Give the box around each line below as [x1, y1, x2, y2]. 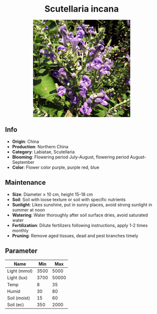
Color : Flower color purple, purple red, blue [12, 164, 100, 170]
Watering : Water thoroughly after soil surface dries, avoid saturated [12, 212, 148, 218]
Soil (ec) [7, 302, 24, 308]
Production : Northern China [12, 143, 69, 149]
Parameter [5, 246, 38, 255]
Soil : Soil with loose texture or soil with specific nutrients [12, 196, 126, 202]
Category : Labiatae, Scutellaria [12, 149, 75, 155]
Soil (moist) [7, 295, 30, 301]
